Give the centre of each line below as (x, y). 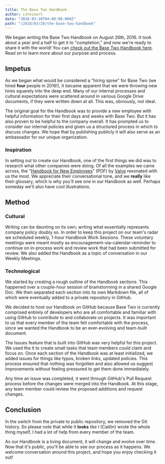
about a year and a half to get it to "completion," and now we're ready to (78, 43)
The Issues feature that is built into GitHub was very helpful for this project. (81, 343)
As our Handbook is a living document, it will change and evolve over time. (81, 442)
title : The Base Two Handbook (36, 10)
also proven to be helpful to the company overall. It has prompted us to (77, 122)
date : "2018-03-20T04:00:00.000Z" (41, 19)
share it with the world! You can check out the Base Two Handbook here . (79, 48)
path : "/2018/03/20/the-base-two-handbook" (50, 23)
